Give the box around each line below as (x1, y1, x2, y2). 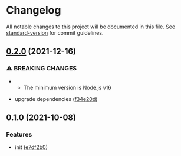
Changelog (6, 4, 61, 17)
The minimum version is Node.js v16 (23, 84, 111, 91)
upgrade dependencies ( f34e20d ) (14, 95, 98, 102)
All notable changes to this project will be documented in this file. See (6, 23, 176, 30)
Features (6, 130, 32, 138)
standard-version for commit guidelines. (6, 29, 104, 36)
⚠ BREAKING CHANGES (6, 64, 77, 73)
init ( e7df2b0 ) (14, 144, 48, 151)
